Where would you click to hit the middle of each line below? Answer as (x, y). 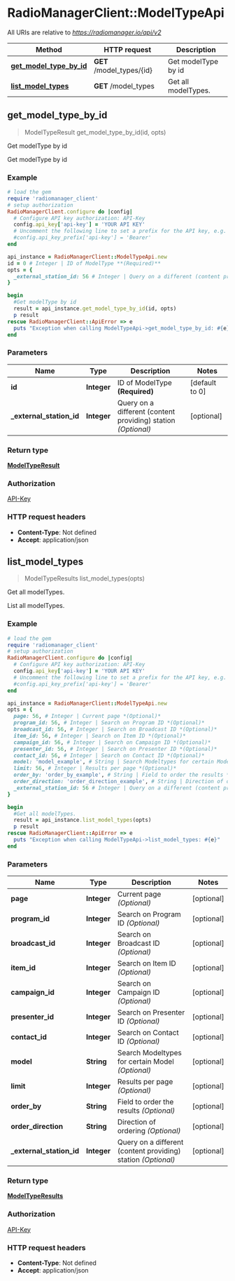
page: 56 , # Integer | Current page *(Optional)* (87, 717)
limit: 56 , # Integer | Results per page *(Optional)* (95, 768)
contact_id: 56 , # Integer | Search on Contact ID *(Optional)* (109, 755)
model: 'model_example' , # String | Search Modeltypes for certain (114, 762)
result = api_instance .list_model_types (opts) (83, 820)
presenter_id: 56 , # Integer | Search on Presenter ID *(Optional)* (115, 749)
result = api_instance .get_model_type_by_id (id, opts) (95, 309)
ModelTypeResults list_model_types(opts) (85, 578)
